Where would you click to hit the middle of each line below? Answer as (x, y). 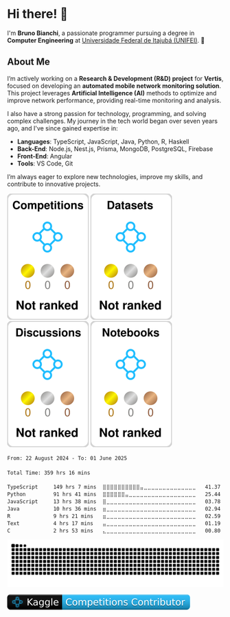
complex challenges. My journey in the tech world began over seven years (113, 121)
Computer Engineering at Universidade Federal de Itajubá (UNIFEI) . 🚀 (106, 40)
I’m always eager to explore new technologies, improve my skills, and (105, 176)
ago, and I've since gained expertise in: (62, 128)
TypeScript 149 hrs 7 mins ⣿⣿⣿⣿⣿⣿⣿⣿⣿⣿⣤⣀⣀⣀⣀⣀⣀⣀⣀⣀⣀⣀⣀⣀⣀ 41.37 (114, 487)
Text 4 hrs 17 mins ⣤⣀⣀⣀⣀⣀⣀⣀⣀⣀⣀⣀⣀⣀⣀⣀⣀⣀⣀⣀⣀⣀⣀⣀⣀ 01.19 (114, 523)
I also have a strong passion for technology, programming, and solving (107, 113)
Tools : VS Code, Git (45, 163)
